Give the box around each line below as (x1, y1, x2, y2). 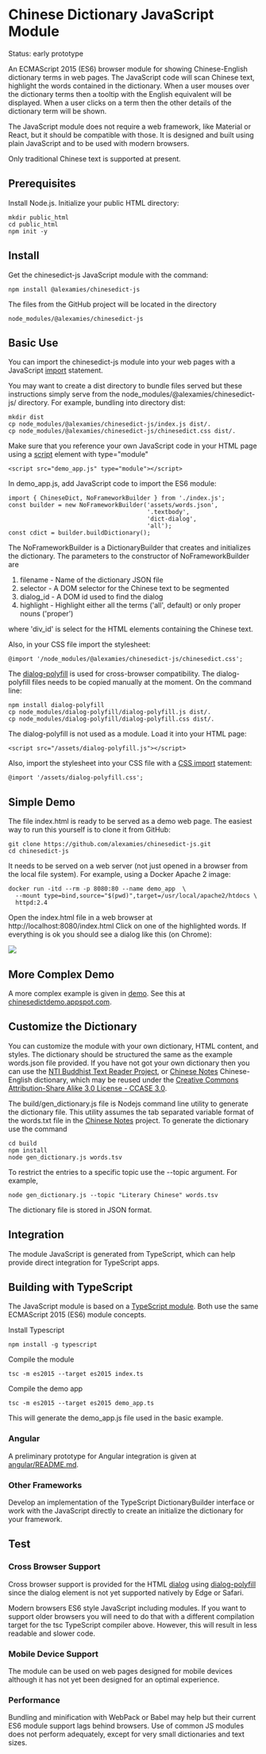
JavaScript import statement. (8, 365, 103, 375)
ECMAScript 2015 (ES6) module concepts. (8, 1310, 147, 1319)
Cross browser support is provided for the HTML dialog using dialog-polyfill (8, 1579, 256, 1589)
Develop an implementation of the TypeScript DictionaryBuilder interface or (8, 1497, 255, 1507)
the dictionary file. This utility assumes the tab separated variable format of (8, 1107, 254, 1117)
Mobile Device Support (8, 1648, 99, 1659)
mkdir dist (8, 413, 44, 422)
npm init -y (8, 227, 48, 235)
